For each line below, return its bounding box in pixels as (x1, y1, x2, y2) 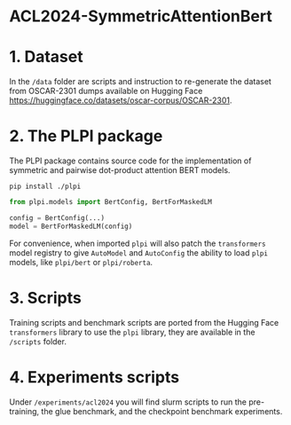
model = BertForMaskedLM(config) (9, 222, 133, 231)
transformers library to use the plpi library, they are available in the (9, 327, 256, 337)
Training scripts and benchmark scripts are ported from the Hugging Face (9, 317, 279, 327)
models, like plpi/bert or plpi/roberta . (9, 256, 153, 267)
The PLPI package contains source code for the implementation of (9, 155, 252, 166)
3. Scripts (9, 287, 82, 308)
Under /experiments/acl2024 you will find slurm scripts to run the (9, 397, 247, 407)
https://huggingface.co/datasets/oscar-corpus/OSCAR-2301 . (9, 95, 232, 106)
